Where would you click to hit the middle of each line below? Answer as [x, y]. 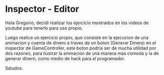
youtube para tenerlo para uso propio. [44, 28]
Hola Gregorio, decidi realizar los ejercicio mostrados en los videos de [77, 23]
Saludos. [14, 68]
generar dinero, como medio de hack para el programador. [65, 58]
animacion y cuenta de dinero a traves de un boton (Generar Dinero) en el [81, 42]
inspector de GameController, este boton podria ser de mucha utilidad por [81, 48]
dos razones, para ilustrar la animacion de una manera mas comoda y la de [82, 53]
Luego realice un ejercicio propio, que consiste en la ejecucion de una [77, 37]
